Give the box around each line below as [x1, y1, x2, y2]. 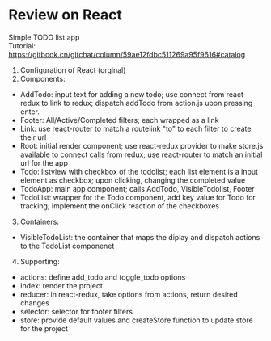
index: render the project [19, 280, 103, 290]
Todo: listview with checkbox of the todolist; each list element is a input [19, 166, 259, 176]
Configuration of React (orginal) [19, 65, 126, 74]
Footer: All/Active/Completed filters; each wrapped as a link [19, 115, 219, 124]
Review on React [8, 6, 123, 24]
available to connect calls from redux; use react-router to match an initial [19, 149, 263, 159]
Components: [19, 74, 66, 83]
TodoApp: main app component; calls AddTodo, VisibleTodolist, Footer [19, 183, 255, 193]
